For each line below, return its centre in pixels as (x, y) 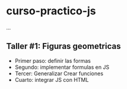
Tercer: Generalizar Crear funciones (59, 73)
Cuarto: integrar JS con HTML (52, 79)
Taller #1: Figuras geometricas (63, 46)
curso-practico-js (51, 11)
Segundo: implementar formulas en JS (62, 67)
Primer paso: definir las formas (53, 60)
